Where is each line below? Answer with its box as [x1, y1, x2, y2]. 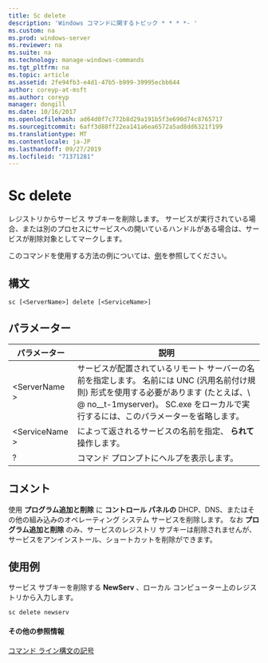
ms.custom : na [8, 26, 56, 34]
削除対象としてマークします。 [29, 234, 127, 244]
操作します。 [77, 437, 125, 449]
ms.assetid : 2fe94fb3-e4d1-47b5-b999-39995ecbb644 [8, 78, 180, 86]
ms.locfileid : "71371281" [8, 152, 94, 160]
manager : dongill [8, 100, 66, 108]
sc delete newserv [8, 609, 69, 617]
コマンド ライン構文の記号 [8, 645, 94, 655]
